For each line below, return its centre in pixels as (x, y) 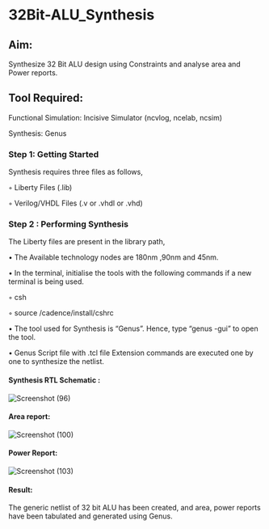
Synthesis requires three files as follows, (76, 172)
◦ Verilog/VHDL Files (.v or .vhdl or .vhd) (76, 203)
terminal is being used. (46, 281)
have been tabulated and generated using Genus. (90, 516)
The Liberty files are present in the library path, (87, 242)
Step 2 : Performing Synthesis (69, 224)
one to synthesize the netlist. (57, 362)
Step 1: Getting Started (54, 154)
